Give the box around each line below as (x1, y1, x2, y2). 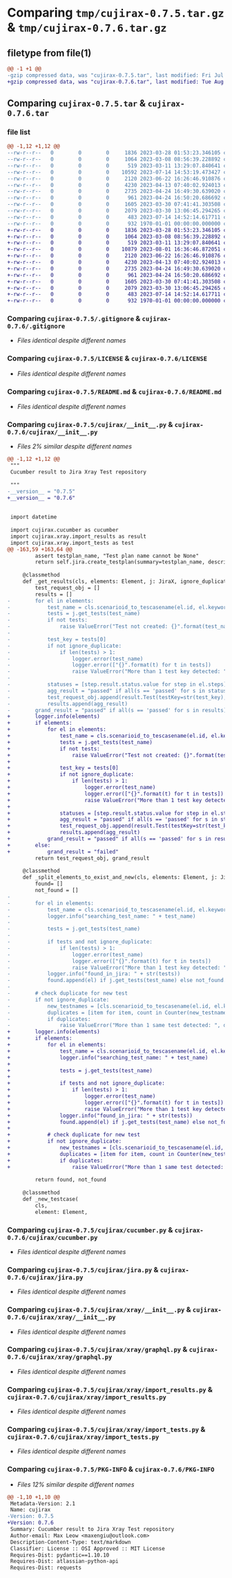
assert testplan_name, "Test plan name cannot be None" (35, 552, 199, 559)
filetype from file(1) (7, 47, 92, 59)
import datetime (10, 514, 57, 520)
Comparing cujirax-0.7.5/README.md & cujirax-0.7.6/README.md (7, 386, 222, 396)
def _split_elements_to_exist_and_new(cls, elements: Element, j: (22, 874, 217, 881)
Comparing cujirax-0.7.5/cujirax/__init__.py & (7, 420, 173, 429)
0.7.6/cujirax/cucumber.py (7, 1233, 98, 1242)
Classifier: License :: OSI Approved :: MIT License (10, 1545, 166, 1552)
